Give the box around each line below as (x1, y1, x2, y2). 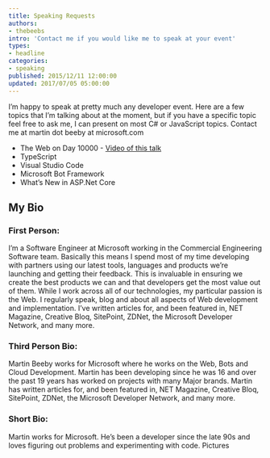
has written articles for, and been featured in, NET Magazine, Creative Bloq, (8, 384, 260, 394)
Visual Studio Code (19, 160, 85, 170)
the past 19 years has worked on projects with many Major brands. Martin (8, 376, 252, 386)
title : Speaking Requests (8, 11, 95, 20)
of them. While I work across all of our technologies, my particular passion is (8, 286, 263, 296)
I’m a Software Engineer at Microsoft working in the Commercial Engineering (8, 243, 263, 253)
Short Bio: (8, 414, 48, 425)
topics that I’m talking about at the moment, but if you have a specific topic (8, 110, 256, 120)
